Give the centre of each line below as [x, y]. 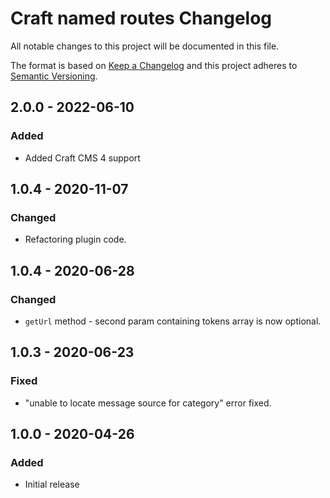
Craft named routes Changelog [141, 18]
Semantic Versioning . [54, 76]
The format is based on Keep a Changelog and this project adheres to [154, 65]
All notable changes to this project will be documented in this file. [145, 46]
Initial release [52, 484]
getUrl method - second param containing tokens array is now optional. [173, 321]
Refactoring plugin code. [75, 239]
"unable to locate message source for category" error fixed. [148, 403]
